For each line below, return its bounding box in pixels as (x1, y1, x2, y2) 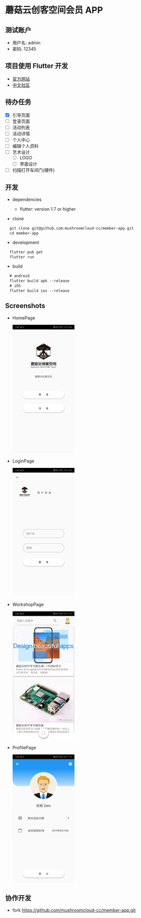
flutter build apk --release (9, 278, 70, 283)
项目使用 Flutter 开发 (5, 62, 68, 70)
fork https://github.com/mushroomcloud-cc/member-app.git (12, 907, 136, 913)
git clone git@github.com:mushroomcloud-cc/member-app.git (9, 226, 134, 231)
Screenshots (5, 302, 46, 310)
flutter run (9, 255, 35, 260)
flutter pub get (9, 250, 43, 255)
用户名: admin (12, 40, 41, 46)
